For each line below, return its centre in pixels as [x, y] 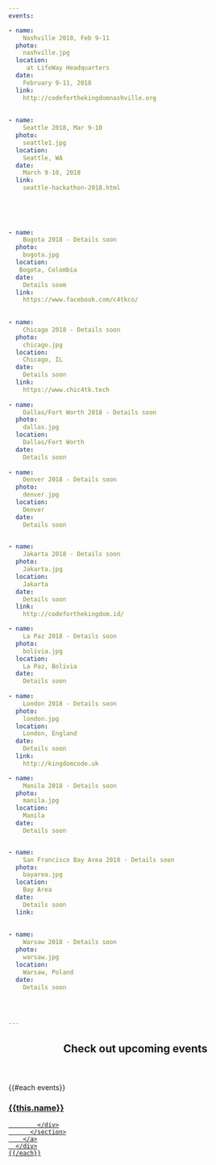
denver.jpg [41, 495]
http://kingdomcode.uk [61, 763]
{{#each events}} [37, 1087]
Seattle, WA [43, 158]
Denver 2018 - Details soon [70, 480]
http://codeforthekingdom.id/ [74, 614]
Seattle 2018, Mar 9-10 [63, 128]
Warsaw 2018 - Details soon [70, 942]
